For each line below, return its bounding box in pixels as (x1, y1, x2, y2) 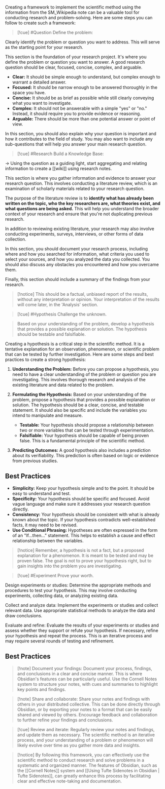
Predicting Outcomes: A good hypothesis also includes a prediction (12, 447, 151, 453)
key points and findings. (17, 686, 66, 692)
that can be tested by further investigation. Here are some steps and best (5, 352, 154, 357)
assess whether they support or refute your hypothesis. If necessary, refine (5, 627, 159, 633)
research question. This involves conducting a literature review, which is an (5, 180, 158, 186)
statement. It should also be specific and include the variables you (12, 407, 147, 413)
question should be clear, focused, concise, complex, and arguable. (5, 64, 143, 70)
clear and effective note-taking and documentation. (17, 778, 122, 784)
